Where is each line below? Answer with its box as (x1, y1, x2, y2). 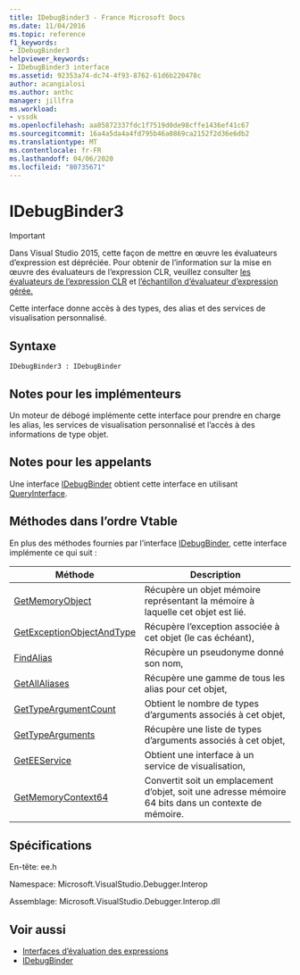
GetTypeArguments (13, 729, 96, 741)
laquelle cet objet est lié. (144, 605, 246, 618)
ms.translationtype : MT (9, 137, 98, 146)
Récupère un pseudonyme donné (144, 646, 284, 658)
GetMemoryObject (13, 595, 92, 607)
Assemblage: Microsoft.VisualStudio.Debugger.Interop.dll (9, 896, 221, 907)
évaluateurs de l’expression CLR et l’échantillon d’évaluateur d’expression (9, 276, 279, 287)
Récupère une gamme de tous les (144, 671, 286, 684)
